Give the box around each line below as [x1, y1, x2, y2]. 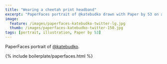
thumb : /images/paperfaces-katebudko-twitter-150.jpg [9, 26, 123, 31]
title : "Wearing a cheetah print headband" [5, 7, 97, 12]
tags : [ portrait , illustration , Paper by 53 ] [5, 30, 101, 35]
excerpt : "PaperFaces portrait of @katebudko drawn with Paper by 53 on [5, 12, 159, 17]
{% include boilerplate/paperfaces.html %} [5, 53, 93, 59]
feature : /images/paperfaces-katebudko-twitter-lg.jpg [9, 21, 126, 26]
